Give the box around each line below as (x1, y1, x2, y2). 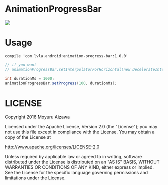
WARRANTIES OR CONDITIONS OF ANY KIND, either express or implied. (5, 164, 154, 170)
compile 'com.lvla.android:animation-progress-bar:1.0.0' (5, 53, 128, 58)
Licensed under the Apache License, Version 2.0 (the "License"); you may (5, 124, 158, 130)
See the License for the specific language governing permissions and (5, 170, 148, 176)
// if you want (5, 62, 37, 67)
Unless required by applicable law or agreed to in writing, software (5, 154, 142, 160)
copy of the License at (5, 134, 51, 140)
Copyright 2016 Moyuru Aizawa (5, 114, 70, 120)
